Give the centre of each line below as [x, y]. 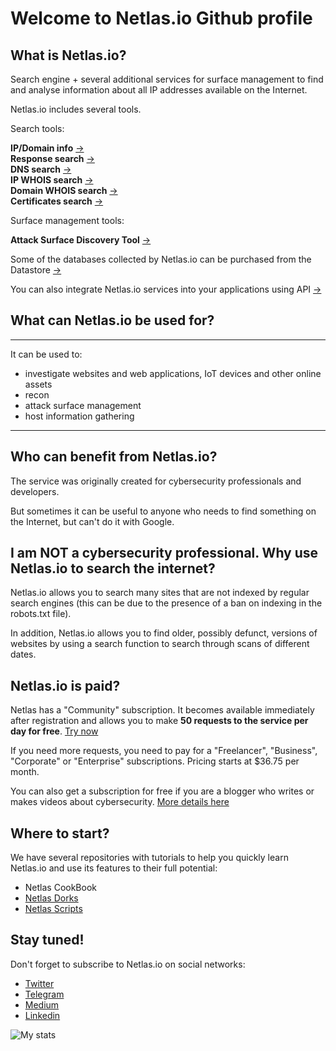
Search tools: [37, 128]
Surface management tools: [67, 220]
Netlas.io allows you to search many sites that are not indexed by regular [160, 593]
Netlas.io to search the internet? [113, 568]
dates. [23, 654]
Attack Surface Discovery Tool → [81, 240]
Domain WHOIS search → [64, 190]
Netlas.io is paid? [65, 685]
